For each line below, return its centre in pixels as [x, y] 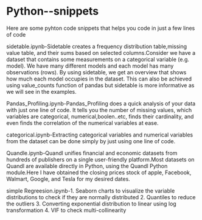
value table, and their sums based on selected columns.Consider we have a [101, 52]
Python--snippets [53, 11]
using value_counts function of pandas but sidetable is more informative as [100, 85]
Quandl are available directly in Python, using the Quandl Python [87, 166]
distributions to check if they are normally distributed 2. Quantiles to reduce [101, 197]
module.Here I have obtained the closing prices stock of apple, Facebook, [99, 172]
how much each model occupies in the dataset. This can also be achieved [99, 79]
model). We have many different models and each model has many [90, 66]
